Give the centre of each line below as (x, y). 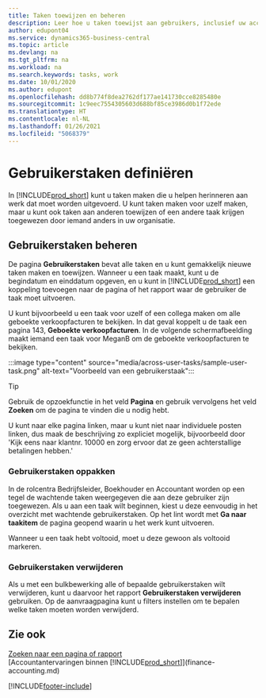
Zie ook (27, 635)
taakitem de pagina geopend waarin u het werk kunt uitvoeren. (112, 523)
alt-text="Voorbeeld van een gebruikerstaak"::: (118, 371)
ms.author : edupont (40, 89)
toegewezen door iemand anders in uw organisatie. (92, 220)
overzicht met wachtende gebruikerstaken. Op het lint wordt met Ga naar (127, 514)
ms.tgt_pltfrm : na (38, 60)
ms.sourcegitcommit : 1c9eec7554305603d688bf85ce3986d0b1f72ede (115, 104)
